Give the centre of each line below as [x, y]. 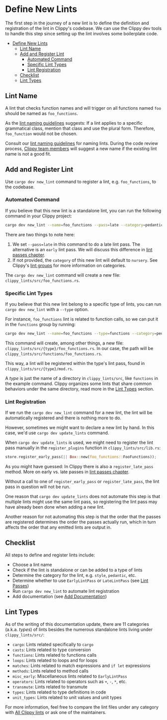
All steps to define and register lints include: [50, 555]
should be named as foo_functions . [42, 113]
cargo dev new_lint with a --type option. [47, 310]
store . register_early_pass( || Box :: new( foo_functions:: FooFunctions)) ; [81, 457]
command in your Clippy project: [39, 216]
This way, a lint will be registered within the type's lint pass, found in [75, 363]
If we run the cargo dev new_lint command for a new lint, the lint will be [79, 413]
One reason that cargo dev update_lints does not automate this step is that [83, 497]
